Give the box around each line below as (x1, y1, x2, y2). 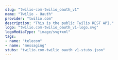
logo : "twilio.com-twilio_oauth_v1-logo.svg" (5, 25, 99, 30)
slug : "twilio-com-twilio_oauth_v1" (5, 7, 79, 12)
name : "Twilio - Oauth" (5, 12, 53, 16)
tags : (5, 34, 16, 39)
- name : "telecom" (5, 39, 42, 44)
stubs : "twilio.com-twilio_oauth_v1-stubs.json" (5, 47, 105, 52)
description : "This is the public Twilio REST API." (5, 20, 114, 26)
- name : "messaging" (5, 43, 47, 48)
